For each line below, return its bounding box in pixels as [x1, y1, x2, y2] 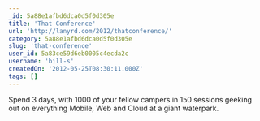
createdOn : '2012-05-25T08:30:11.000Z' [8, 65, 144, 73]
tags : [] [8, 72, 38, 80]
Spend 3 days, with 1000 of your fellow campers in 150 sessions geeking [8, 94, 253, 104]
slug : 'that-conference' [8, 42, 93, 50]
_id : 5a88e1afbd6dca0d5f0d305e [8, 11, 115, 20]
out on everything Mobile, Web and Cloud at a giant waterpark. [8, 103, 219, 113]
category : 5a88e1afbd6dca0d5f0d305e [8, 34, 132, 43]
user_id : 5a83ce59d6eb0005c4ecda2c [8, 50, 129, 58]
